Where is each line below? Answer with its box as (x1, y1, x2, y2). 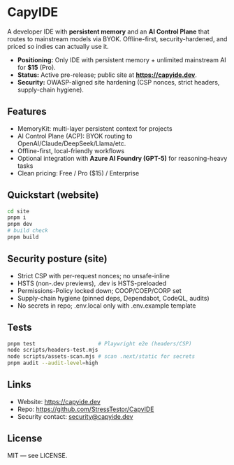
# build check (7, 227, 49, 234)
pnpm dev (7, 221, 33, 228)
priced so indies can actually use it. (7, 42, 110, 50)
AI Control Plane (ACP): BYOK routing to (17, 131, 133, 140)
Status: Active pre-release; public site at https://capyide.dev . (17, 71, 197, 79)
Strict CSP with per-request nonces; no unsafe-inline (17, 271, 170, 280)
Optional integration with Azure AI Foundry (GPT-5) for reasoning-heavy (17, 154, 228, 162)
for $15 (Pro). (17, 63, 56, 71)
